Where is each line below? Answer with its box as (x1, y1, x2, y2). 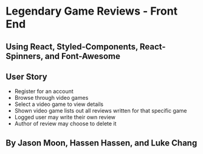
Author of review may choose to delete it (14, 120, 117, 127)
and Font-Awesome (44, 51, 121, 61)
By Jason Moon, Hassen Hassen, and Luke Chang (5, 138, 198, 148)
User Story (5, 71, 47, 82)
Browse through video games (14, 94, 89, 102)
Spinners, (5, 51, 44, 61)
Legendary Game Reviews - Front (5, 4, 177, 18)
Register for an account (14, 88, 74, 95)
